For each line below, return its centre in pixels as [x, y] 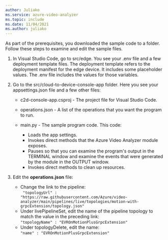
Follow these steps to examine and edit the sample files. [64, 49]
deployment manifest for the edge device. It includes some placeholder [88, 70]
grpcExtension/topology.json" [52, 206]
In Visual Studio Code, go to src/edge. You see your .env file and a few [87, 58]
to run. [27, 115]
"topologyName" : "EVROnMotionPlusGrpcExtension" [74, 222]
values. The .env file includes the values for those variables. [76, 75]
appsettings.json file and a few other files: [57, 90]
